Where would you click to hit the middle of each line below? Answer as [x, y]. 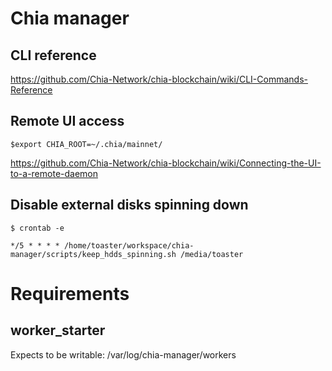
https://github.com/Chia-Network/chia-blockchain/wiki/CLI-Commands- [159, 79]
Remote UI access [67, 121]
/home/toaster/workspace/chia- [129, 245]
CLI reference [53, 55]
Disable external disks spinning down [129, 205]
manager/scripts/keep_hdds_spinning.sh [93, 254]
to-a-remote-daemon [54, 173]
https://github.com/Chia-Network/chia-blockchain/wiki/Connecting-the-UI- [166, 163]
